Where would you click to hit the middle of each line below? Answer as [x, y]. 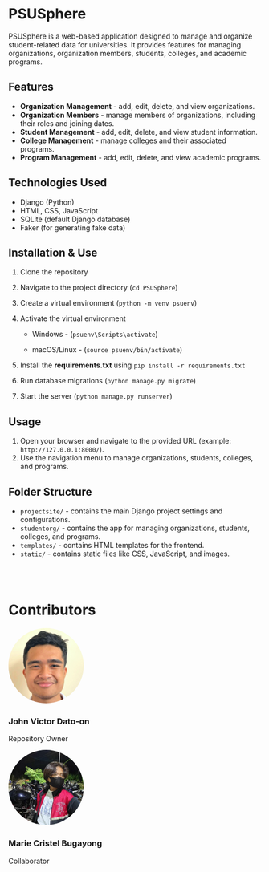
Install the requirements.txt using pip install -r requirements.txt [132, 365]
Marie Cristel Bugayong [55, 843]
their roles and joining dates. [67, 123]
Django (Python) [47, 202]
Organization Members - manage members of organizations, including [138, 115]
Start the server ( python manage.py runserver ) [96, 396]
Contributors [52, 610]
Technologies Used [57, 183]
